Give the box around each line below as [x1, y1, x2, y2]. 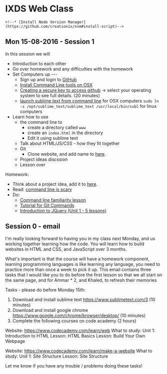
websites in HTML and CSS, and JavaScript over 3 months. [5, 246, 127, 252]
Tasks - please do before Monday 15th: [5, 286, 86, 293]
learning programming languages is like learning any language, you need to [5, 261, 160, 267]
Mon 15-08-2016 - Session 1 [5, 38, 94, 46]
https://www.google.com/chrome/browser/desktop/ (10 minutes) [12, 312, 146, 318]
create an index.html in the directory [27, 130, 103, 136]
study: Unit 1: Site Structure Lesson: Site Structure [5, 353, 108, 359]
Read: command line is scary [12, 186, 72, 192]
